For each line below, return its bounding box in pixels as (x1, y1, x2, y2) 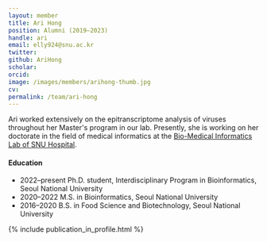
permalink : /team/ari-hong (8, 93, 98, 101)
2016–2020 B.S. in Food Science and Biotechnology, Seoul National (19, 201, 241, 210)
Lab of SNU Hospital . (8, 140, 77, 149)
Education (8, 158, 43, 167)
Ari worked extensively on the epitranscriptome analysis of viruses (8, 114, 226, 124)
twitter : (8, 48, 37, 56)
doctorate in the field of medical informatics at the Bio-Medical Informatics (8, 132, 253, 141)
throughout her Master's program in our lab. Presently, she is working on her (8, 123, 259, 133)
